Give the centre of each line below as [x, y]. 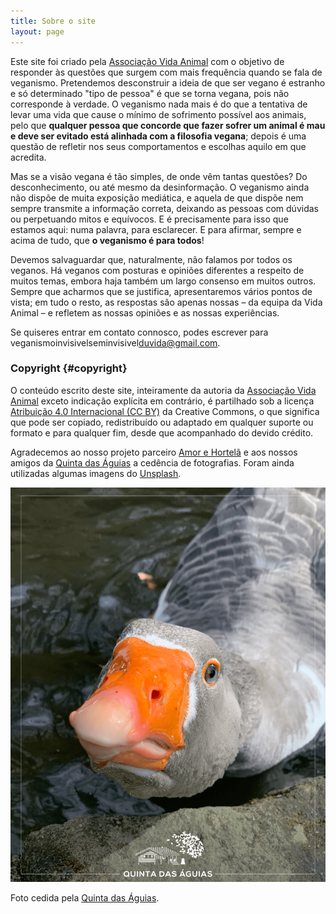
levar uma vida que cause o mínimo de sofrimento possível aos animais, [158, 114]
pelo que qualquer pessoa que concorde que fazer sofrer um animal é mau [168, 125]
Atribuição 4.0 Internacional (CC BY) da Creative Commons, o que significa [165, 411]
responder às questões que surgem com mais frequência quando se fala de [166, 72]
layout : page [37, 31]
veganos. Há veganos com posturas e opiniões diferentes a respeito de [157, 270]
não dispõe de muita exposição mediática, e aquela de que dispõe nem [157, 197]
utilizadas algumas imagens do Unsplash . [96, 473]
